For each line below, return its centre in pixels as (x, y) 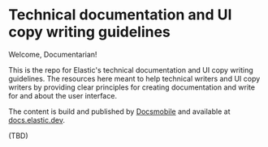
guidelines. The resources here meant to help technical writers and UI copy (134, 78)
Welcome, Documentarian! (53, 54)
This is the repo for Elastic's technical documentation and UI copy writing (131, 69)
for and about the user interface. (63, 95)
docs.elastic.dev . (37, 120)
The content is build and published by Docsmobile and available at (119, 111)
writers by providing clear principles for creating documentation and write (132, 87)
